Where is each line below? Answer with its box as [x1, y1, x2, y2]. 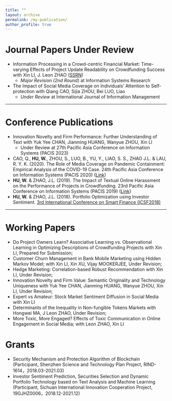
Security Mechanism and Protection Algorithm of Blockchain [12, 356, 140, 362]
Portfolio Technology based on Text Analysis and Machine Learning [12, 379, 156, 385]
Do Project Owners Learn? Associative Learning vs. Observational [12, 239, 152, 245]
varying [12, 66, 29, 72]
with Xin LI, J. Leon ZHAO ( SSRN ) [12, 72, 83, 78]
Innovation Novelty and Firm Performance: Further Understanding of [12, 134, 157, 140]
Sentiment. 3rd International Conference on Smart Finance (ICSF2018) [12, 199, 161, 206]
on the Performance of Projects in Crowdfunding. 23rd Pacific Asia [12, 183, 154, 189]
